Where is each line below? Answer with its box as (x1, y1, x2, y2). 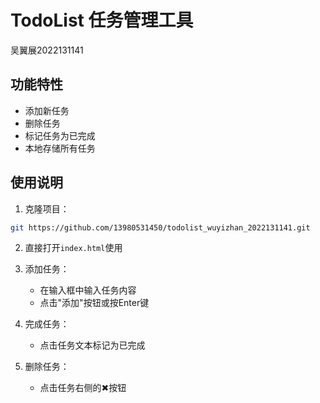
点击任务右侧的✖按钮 (39, 382, 127, 394)
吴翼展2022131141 (10, 44, 84, 56)
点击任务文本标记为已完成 (39, 339, 146, 351)
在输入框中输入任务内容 (39, 284, 137, 296)
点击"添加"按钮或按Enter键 (39, 297, 150, 309)
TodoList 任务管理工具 (10, 9, 194, 32)
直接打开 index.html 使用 (24, 242, 123, 254)
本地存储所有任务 (24, 142, 96, 154)
